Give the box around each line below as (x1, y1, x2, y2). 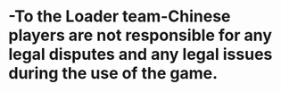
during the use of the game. (8, 63, 218, 84)
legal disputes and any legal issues (8, 45, 273, 64)
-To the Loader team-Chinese (8, 6, 231, 27)
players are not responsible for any (8, 25, 273, 46)
